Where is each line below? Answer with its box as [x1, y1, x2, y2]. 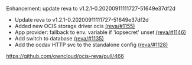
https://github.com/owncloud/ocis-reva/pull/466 [6, 53, 124, 59]
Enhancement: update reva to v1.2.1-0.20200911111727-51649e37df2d [6, 5, 176, 12]
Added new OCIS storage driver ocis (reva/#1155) [14, 23, 135, 29]
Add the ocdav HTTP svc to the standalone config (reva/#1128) [14, 41, 168, 48]
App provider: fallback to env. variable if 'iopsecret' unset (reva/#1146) [14, 29, 186, 36]
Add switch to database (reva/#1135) [14, 35, 105, 42]
